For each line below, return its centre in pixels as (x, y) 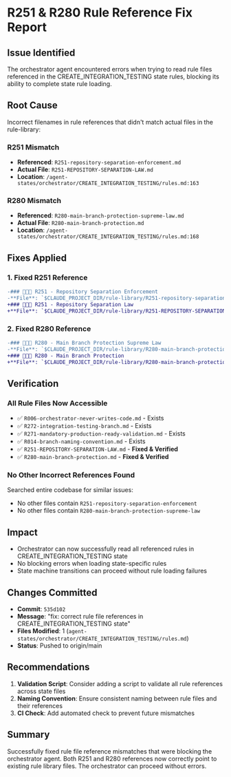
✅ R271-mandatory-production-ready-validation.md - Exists (101, 434)
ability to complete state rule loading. (59, 84)
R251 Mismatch (33, 147)
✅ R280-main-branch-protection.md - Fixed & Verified (93, 457)
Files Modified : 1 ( (43, 631)
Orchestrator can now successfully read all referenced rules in (106, 549)
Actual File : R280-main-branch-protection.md (80, 223)
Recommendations (48, 667)
